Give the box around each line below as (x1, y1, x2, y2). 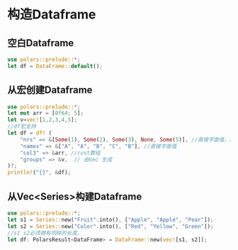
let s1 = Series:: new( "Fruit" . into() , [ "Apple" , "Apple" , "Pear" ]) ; (7, 216, 214, 223)
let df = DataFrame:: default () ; (7, 62, 103, 69)
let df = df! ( (7, 130, 52, 137)
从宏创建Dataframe (7, 84, 93, 96)
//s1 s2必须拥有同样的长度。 (7, 229, 83, 237)
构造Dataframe (7, 6, 96, 23)
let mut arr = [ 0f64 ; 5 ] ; (7, 110, 84, 117)
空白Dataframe (7, 37, 74, 49)
